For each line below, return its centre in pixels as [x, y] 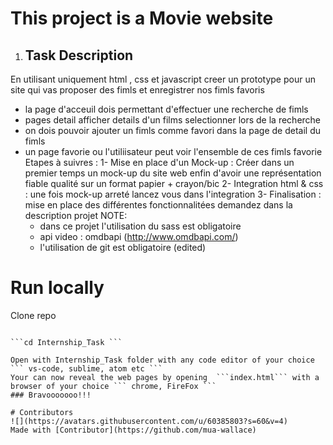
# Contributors [42, 412]
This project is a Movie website [142, 18]
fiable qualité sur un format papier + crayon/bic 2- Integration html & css [174, 183]
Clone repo [33, 315]
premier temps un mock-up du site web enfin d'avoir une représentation [173, 173]
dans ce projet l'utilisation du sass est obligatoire [140, 226]
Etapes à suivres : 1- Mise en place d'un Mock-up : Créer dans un [159, 162]
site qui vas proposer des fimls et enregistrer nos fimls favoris [137, 90]
